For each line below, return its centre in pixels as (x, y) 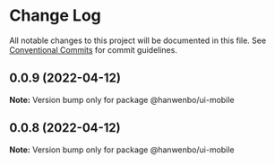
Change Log (55, 16)
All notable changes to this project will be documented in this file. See (138, 40)
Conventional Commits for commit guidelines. (93, 49)
